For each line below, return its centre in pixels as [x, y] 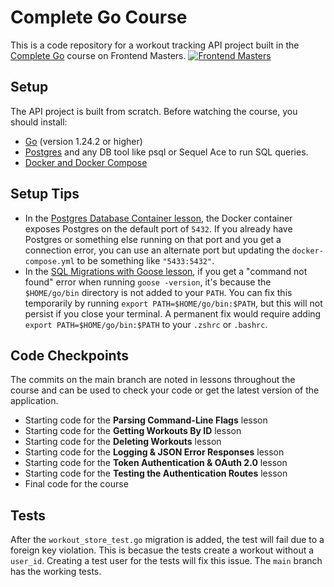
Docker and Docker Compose [86, 162]
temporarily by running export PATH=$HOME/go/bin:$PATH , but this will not [173, 303]
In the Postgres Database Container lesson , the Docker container [158, 218]
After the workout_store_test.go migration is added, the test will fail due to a [167, 540]
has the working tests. [56, 572]
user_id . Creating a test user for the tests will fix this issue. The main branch [166, 561]
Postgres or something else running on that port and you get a [153, 239]
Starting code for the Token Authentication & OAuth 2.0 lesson [156, 463]
